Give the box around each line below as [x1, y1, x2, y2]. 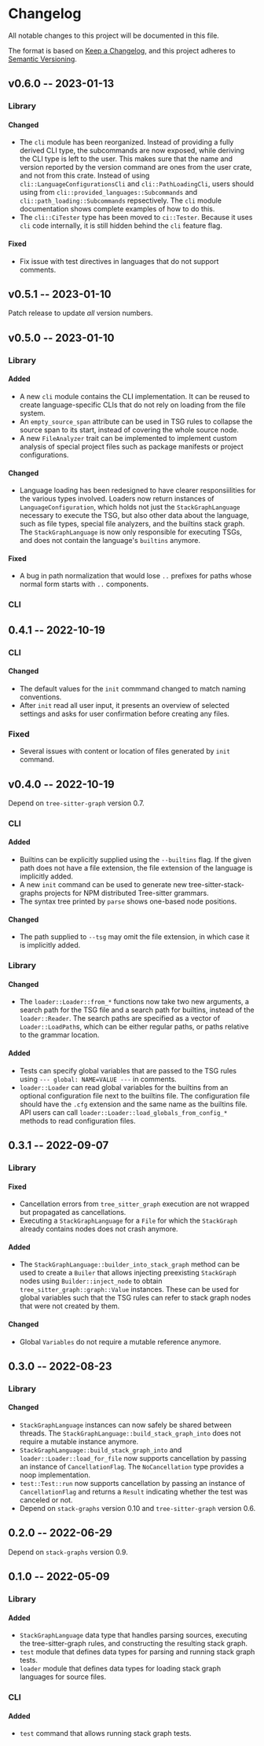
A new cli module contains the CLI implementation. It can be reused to [19, 391, 250, 401]
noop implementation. [19, 1470, 91, 1480]
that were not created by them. [19, 1301, 120, 1311]
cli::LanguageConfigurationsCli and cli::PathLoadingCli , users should [19, 179, 254, 189]
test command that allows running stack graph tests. [19, 1729, 192, 1738]
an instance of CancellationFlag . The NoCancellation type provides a [19, 1462, 244, 1472]
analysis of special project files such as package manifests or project [19, 442, 244, 451]
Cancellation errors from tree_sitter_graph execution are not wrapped [19, 1199, 250, 1209]
